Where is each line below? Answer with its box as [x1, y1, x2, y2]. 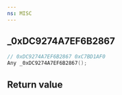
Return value [7, 79, 63, 90]
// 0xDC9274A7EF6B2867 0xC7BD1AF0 [7, 53, 106, 60]
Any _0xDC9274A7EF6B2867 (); [7, 59, 88, 67]
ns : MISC [7, 10, 32, 17]
